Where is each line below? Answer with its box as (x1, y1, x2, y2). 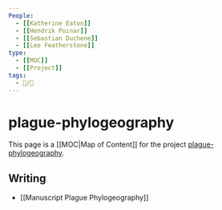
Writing (8, 172, 46, 185)
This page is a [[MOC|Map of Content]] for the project (8, 139, 187, 149)
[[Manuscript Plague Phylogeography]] (19, 193, 149, 203)
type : (8, 49, 26, 57)
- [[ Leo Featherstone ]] (15, 42, 95, 50)
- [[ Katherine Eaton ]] (15, 19, 91, 27)
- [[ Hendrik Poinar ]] (15, 26, 88, 34)
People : (8, 11, 34, 20)
